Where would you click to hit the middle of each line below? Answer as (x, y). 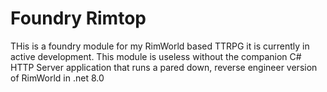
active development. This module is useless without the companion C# (156, 56)
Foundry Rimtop (78, 18)
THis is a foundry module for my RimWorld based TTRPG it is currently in (160, 46)
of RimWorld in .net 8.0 (57, 78)
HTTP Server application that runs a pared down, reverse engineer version (164, 67)
